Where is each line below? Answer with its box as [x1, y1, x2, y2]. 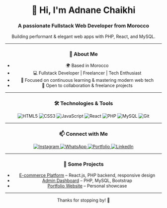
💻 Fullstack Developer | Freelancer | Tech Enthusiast [33, 70, 142, 76]
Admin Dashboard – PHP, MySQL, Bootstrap [42, 177, 133, 184]
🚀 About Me [69, 51, 98, 58]
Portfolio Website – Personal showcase [47, 183, 127, 189]
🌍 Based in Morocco [66, 62, 109, 68]
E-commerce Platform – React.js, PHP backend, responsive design [19, 172, 156, 178]
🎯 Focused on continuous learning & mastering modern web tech [20, 77, 154, 83]
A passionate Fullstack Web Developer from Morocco [18, 22, 149, 29]
